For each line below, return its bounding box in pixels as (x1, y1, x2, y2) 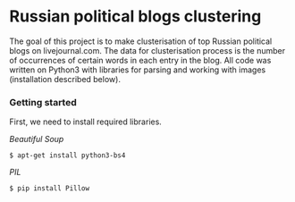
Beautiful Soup (9, 134, 64, 145)
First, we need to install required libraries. (9, 116, 163, 127)
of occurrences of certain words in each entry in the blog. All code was (9, 55, 272, 65)
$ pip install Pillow (9, 184, 90, 193)
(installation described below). (9, 73, 121, 84)
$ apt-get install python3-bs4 (9, 151, 126, 160)
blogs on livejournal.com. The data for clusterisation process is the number (9, 45, 286, 55)
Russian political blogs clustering (9, 6, 262, 27)
